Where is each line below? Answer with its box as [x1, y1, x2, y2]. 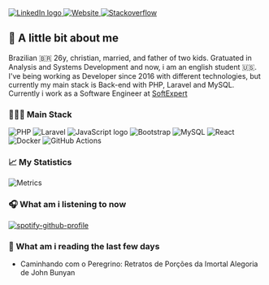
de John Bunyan [20, 268, 76, 277]
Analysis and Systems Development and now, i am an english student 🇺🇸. [8, 62, 258, 71]
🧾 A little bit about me [8, 32, 119, 45]
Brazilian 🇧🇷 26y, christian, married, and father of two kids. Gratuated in [8, 53, 252, 63]
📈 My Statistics [8, 157, 72, 168]
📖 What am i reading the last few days [8, 240, 160, 252]
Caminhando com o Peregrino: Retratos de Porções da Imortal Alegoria [20, 259, 258, 269]
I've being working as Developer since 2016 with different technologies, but [8, 71, 262, 80]
